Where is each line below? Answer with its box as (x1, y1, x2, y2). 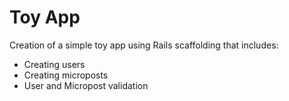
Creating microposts (23, 69, 109, 81)
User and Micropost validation (23, 79, 149, 91)
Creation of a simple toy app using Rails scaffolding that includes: (9, 39, 279, 51)
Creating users (23, 58, 86, 70)
